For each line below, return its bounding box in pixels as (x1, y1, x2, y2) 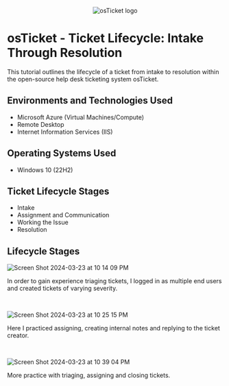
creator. (7, 331, 29, 339)
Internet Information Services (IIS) (16, 128, 113, 136)
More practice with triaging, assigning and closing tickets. (7, 371, 171, 380)
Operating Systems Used (7, 147, 117, 159)
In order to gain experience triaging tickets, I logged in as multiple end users (7, 277, 222, 285)
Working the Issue (16, 218, 69, 226)
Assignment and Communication (16, 211, 110, 219)
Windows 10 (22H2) (16, 165, 73, 174)
